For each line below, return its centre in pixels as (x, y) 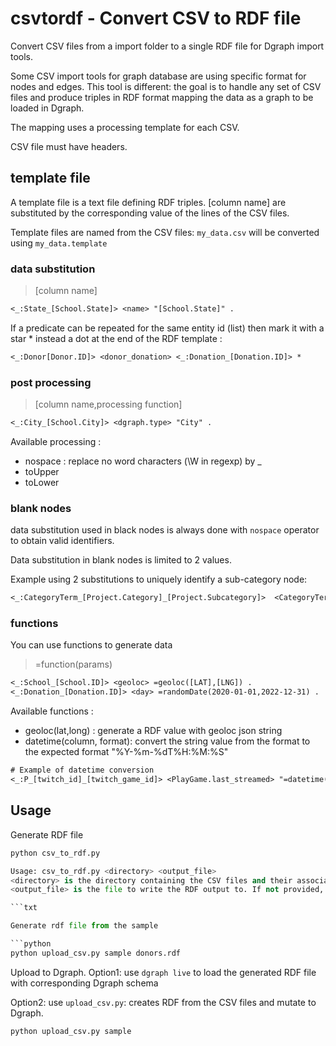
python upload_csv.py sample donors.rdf (96, 953)
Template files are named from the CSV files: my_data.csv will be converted (165, 232)
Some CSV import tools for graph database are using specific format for (158, 76)
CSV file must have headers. (69, 146)
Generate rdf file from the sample (84, 926)
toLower (42, 482)
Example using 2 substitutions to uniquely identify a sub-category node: (159, 579)
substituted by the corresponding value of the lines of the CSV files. (150, 213)
